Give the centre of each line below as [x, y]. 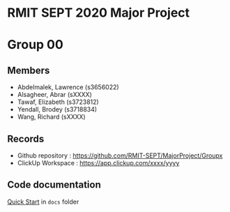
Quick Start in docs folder [43, 202]
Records [26, 138]
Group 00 [36, 45]
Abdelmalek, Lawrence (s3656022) [68, 87]
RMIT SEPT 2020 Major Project [99, 13]
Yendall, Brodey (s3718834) [57, 109]
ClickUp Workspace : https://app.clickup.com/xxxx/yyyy [98, 163]
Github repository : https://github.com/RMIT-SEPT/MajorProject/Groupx [120, 156]
